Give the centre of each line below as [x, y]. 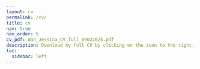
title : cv [19, 23]
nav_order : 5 [23, 34]
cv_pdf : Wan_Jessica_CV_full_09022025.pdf [60, 40]
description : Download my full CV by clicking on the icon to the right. [101, 46]
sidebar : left [29, 56]
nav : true [19, 28]
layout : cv [20, 12]
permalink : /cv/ [26, 17]
